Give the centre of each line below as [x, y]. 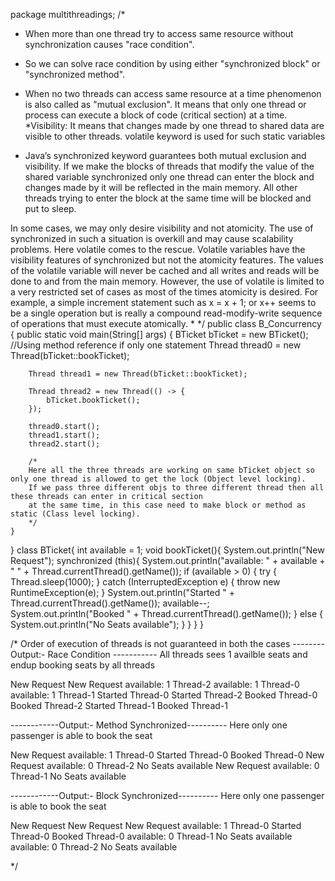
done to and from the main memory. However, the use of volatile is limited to [167, 281]
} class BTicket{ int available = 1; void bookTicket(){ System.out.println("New [167, 550]
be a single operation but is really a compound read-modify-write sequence [166, 313]
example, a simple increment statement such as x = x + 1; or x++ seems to [163, 302]
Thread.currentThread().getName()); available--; [110, 603]
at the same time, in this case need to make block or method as [167, 505]
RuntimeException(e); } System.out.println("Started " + [122, 592]
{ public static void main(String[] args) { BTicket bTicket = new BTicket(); [159, 334]
